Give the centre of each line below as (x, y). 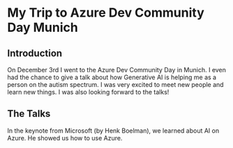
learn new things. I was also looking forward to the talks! (88, 92)
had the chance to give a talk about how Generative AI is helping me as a (112, 77)
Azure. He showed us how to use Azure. (65, 138)
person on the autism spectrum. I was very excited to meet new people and (116, 84)
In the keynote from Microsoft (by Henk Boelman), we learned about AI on (113, 131)
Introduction (35, 53)
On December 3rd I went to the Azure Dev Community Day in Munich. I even (117, 70)
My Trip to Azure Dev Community (106, 13)
